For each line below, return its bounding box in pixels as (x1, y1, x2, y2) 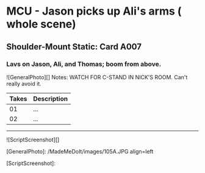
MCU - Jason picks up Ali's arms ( (6, 4, 182, 18)
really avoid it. (6, 80, 41, 87)
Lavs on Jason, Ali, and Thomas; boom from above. (6, 60, 162, 68)
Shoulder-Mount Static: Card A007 (6, 41, 142, 52)
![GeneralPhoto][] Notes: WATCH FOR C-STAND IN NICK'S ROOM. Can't (6, 73, 188, 80)
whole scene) (6, 17, 76, 31)
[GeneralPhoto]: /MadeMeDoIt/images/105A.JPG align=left (6, 147, 154, 155)
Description (33, 94, 68, 103)
